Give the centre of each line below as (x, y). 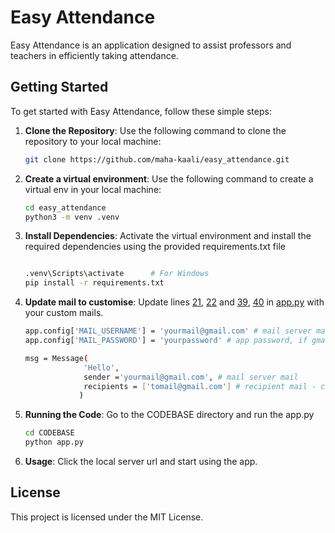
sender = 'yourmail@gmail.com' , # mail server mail (191, 377)
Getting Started (59, 87)
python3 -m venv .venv (72, 217)
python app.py (54, 442)
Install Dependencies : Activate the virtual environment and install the (168, 236)
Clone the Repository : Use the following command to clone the (155, 130)
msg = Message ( (56, 358)
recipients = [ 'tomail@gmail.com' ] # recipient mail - (200, 386)
